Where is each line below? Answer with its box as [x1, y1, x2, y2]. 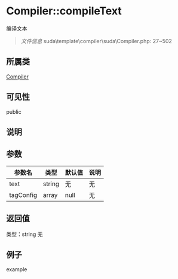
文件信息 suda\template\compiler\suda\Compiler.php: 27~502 [20, 37, 172, 44]
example [6, 266, 27, 273]
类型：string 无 [6, 231, 43, 238]
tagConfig [9, 190, 38, 199]
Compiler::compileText [6, 4, 122, 18]
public [6, 108, 22, 115]
